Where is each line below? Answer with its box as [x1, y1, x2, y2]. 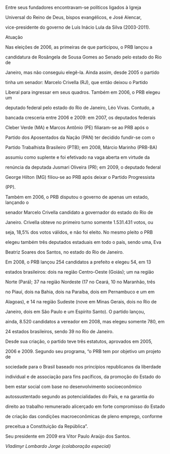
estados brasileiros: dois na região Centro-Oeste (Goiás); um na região [5, 269, 154, 275]
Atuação [5, 34, 23, 40]
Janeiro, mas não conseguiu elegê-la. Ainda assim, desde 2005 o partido [5, 69, 160, 75]
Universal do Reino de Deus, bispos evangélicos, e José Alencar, [5, 14, 142, 20]
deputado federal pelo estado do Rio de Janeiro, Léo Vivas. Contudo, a [5, 105, 155, 111]
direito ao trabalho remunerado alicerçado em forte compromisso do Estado [5, 403, 165, 409]
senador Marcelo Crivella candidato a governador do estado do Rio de [5, 210, 153, 215]
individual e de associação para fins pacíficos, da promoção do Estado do [5, 374, 161, 380]
